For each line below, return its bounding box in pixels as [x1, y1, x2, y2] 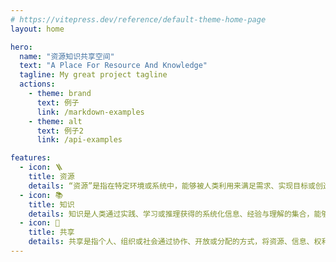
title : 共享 [28, 227, 75, 238]
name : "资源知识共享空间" [19, 51, 115, 61]
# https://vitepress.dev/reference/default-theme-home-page [10, 14, 267, 25]
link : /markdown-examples [36, 107, 145, 117]
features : [10, 153, 52, 163]
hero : [10, 42, 33, 52]
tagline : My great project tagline [19, 70, 168, 80]
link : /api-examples [36, 135, 123, 145]
